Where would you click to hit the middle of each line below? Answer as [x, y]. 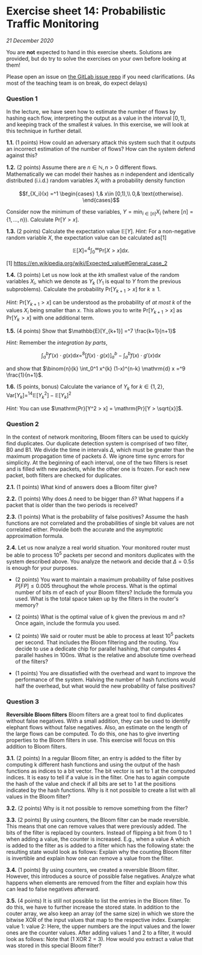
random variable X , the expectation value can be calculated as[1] [87, 237]
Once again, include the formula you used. [67, 623]
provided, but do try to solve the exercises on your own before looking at [96, 58]
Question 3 [23, 701]
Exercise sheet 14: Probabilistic [86, 11]
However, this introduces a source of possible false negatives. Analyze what [101, 876]
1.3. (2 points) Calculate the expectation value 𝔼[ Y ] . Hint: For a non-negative [101, 231]
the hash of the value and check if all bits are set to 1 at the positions [91, 783]
